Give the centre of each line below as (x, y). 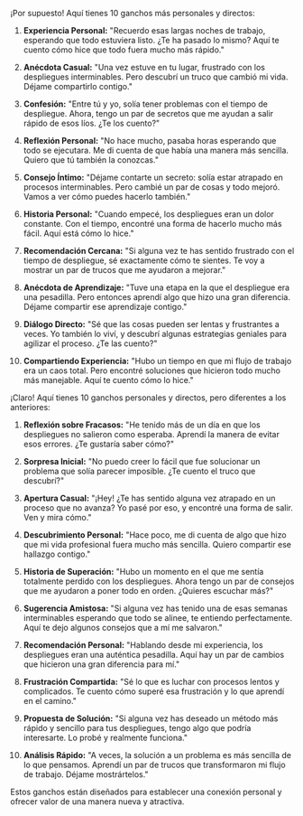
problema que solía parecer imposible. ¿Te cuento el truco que (139, 471)
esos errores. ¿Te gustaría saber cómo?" (99, 444)
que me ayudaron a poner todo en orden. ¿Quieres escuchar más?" (148, 591)
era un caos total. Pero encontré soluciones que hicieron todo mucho (151, 370)
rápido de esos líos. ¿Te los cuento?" (92, 123)
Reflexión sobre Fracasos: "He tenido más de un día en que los (142, 425)
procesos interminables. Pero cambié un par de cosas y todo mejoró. (151, 187)
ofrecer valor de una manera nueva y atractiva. (97, 802)
